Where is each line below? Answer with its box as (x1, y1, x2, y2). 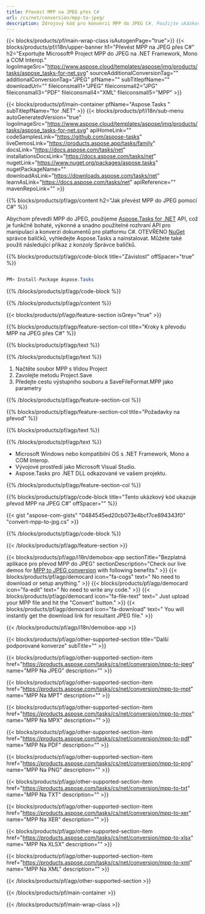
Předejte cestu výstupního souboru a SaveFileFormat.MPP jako (15, 378, 174, 385)
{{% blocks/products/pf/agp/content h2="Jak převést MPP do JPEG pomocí (6, 197, 197, 205)
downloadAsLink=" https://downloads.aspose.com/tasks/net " (6, 172, 160, 180)
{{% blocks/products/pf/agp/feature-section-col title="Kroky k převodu (6, 323, 186, 330)
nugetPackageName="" (6, 165, 67, 173)
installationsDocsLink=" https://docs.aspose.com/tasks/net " (6, 153, 157, 160)
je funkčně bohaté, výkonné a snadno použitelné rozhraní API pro (6, 222, 171, 229)
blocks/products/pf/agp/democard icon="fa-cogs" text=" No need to (6, 573, 180, 581)
